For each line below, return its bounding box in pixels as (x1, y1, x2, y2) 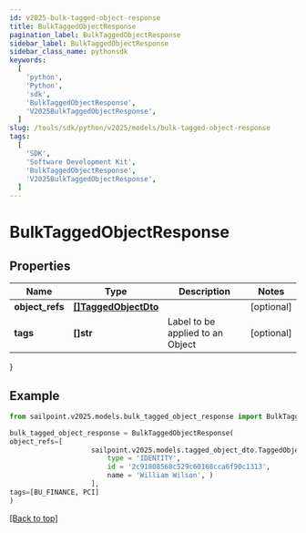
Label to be (167, 315, 216, 328)
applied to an (167, 327, 223, 340)
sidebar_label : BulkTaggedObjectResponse (9, 38, 169, 48)
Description (178, 285, 230, 298)
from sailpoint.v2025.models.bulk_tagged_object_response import (9, 412, 262, 421)
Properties (9, 258, 71, 273)
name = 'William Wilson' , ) (107, 471, 214, 480)
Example (9, 388, 60, 404)
